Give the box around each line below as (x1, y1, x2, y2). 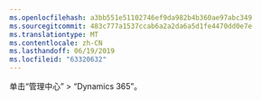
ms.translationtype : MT (9, 30, 99, 39)
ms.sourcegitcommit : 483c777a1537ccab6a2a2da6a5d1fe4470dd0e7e (9, 22, 253, 31)
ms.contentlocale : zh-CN (9, 38, 103, 48)
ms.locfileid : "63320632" (9, 55, 107, 64)
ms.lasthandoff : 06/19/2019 (9, 47, 116, 56)
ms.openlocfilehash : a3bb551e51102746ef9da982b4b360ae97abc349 (9, 13, 253, 23)
